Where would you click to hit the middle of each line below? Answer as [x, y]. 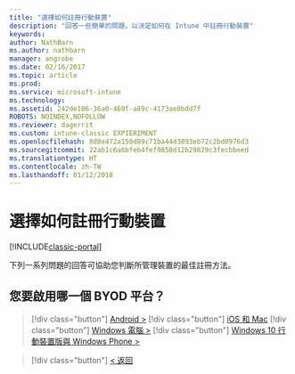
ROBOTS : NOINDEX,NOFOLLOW [57, 117]
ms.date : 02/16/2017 [48, 68]
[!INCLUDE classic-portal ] [56, 247]
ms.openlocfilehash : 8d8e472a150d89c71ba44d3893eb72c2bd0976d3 [129, 142]
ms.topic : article [43, 76]
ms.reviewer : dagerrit [51, 126]
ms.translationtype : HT [53, 158]
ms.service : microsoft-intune [66, 92]
